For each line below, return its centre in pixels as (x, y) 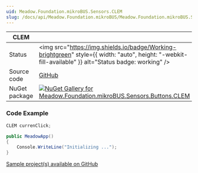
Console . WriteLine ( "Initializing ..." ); (67, 147)
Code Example (27, 113)
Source (19, 71)
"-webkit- (173, 54)
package (21, 96)
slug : (13, 17)
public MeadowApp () (30, 136)
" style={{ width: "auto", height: (114, 54)
